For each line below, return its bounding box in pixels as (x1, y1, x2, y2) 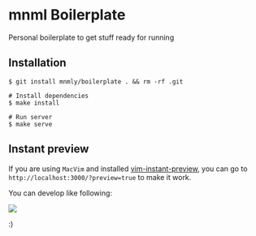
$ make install (8, 99, 60, 107)
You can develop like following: (8, 188, 112, 198)
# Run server (8, 113, 53, 121)
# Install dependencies (8, 92, 89, 100)
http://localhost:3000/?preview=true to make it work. (8, 172, 192, 182)
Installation (8, 56, 67, 70)
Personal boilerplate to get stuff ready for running (8, 32, 175, 42)
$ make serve (8, 120, 53, 128)
